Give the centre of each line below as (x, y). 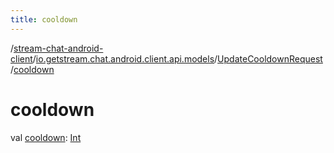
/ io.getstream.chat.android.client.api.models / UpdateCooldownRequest (177, 58)
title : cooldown (44, 19)
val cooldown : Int (46, 137)
